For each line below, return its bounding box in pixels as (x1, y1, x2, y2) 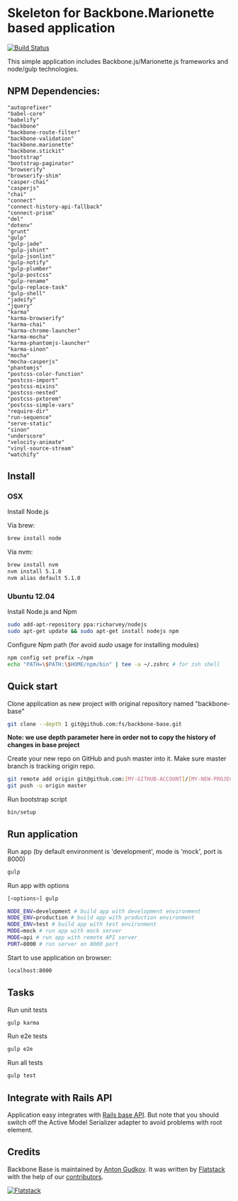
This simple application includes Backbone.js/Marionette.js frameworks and (7, 57, 229, 65)
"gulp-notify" (7, 258, 50, 266)
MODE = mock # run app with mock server (7, 928, 122, 935)
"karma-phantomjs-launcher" (7, 339, 91, 346)
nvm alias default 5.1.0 (7, 575, 81, 582)
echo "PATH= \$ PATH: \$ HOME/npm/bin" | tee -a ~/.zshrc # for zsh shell (7, 661, 220, 668)
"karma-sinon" (7, 346, 50, 353)
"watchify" (7, 451, 40, 458)
